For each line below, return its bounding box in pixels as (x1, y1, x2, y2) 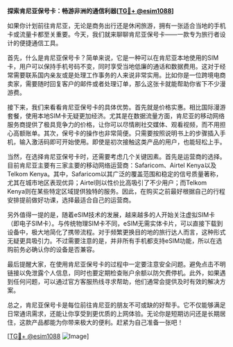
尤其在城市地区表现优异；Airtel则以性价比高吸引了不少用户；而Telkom (7, 178, 207, 187)
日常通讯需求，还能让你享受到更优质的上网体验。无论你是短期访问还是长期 (7, 310, 220, 318)
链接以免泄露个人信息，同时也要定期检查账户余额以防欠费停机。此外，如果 (7, 269, 220, 277)
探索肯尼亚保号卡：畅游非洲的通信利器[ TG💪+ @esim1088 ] (7, 7, 175, 15)
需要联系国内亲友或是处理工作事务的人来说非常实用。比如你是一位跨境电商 (12, 71, 226, 79)
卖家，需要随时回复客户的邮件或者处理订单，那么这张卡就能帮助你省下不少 (7, 80, 220, 87)
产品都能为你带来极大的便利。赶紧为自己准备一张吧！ (31, 319, 184, 326)
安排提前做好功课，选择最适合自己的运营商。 (7, 196, 135, 204)
